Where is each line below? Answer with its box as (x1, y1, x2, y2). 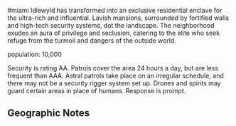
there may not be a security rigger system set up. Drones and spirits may (7, 79, 222, 88)
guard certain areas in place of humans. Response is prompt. (7, 87, 186, 95)
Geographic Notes (7, 107, 90, 120)
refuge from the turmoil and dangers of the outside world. (7, 36, 176, 45)
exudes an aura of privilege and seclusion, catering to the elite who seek (7, 28, 220, 37)
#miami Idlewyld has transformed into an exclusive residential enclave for (7, 6, 222, 14)
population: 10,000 (7, 50, 63, 58)
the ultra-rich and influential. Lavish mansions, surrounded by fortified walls (7, 14, 230, 22)
